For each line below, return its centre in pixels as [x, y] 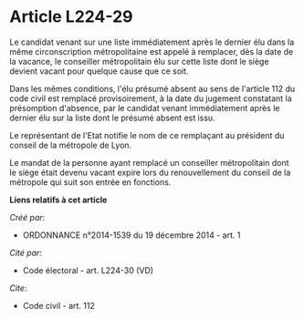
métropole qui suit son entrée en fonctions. [90, 182]
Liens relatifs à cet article [58, 200]
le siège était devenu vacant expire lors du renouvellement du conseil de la [150, 172]
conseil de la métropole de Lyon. [71, 145]
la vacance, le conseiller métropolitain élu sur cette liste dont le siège [139, 61]
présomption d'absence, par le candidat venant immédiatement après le [145, 108]
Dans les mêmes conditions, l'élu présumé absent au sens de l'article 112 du [152, 88]
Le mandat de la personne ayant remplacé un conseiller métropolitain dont [149, 162]
